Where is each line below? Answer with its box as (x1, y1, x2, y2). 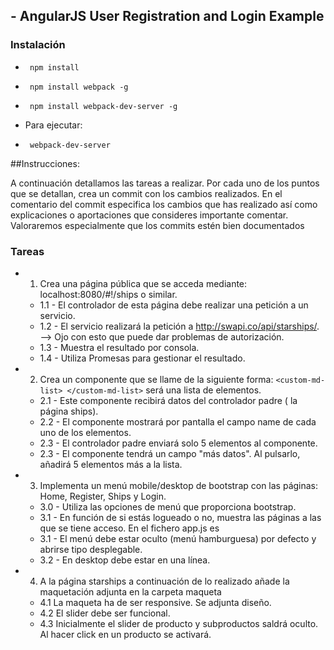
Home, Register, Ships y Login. (39, 490, 167, 502)
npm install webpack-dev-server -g (29, 101, 178, 111)
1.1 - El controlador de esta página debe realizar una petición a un (39, 299, 309, 311)
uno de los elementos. (39, 426, 132, 438)
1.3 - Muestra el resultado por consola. (39, 341, 200, 353)
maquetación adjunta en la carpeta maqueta (39, 585, 222, 598)
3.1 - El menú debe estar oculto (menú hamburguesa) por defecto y (39, 532, 317, 544)
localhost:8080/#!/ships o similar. (39, 288, 178, 300)
